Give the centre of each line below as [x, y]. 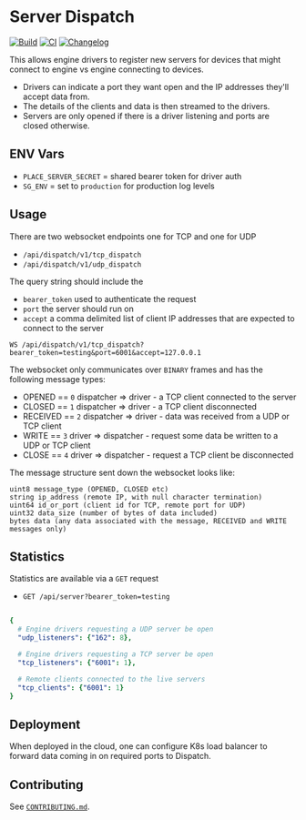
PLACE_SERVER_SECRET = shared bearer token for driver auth [132, 176]
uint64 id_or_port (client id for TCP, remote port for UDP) [128, 505]
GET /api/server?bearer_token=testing [96, 597]
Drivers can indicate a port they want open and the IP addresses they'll [156, 86]
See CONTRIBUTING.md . [50, 806]
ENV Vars [37, 154]
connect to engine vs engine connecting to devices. [107, 69]
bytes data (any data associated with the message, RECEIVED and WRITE [148, 521]
